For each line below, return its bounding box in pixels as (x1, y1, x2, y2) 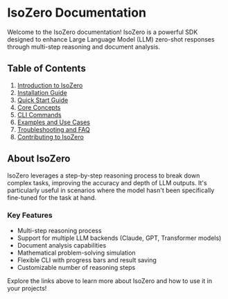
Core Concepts (17, 103, 61, 112)
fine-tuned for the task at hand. (7, 193, 97, 202)
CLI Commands (17, 110, 62, 119)
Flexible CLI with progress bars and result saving (17, 255, 157, 264)
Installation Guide (17, 88, 67, 96)
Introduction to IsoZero (17, 81, 83, 89)
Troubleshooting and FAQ (17, 125, 90, 133)
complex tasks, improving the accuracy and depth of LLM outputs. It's (7, 178, 207, 187)
